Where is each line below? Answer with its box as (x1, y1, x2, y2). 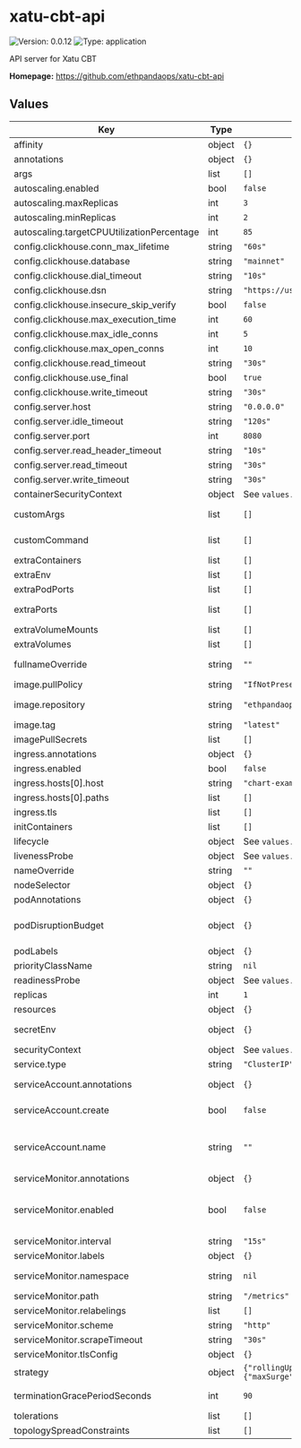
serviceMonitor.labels (13, 1249, 106, 1262)
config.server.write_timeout (13, 473, 130, 486)
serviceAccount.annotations (13, 1078, 133, 1090)
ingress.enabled (13, 762, 82, 774)
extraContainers (13, 554, 82, 566)
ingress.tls (13, 806, 57, 818)
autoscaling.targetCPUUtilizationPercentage (13, 226, 200, 238)
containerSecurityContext (13, 487, 123, 500)
